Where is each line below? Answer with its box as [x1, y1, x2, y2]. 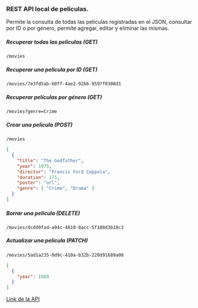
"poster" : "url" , [17, 180, 60, 186]
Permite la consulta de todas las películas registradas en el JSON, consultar [6, 19, 193, 26]
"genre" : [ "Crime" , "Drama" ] [17, 186, 95, 192]
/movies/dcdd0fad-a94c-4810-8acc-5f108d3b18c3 [6, 224, 124, 230]
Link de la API [6, 295, 40, 303]
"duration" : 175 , [17, 174, 60, 180]
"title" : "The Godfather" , [17, 158, 84, 164]
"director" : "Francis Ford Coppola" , [17, 169, 111, 175]
